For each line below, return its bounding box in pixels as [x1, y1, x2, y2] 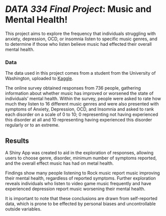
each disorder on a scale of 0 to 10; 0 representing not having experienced [5, 111, 158, 117]
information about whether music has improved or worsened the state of [5, 91, 154, 97]
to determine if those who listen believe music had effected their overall [5, 41, 152, 47]
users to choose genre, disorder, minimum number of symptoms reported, [5, 155, 157, 161]
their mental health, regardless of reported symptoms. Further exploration [5, 175, 156, 181]
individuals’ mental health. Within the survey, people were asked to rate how [5, 96, 162, 102]
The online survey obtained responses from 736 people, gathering [5, 85, 141, 91]
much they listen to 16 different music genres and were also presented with [5, 101, 159, 107]
